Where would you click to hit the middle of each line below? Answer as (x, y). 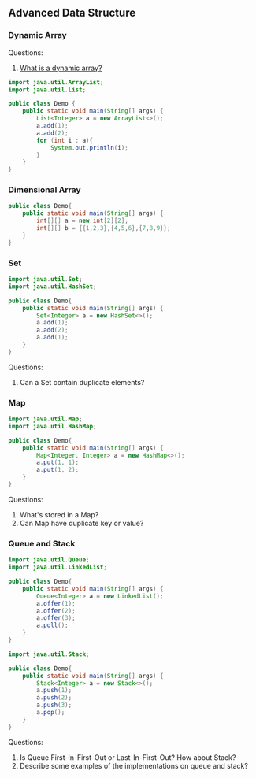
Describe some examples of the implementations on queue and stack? (134, 765)
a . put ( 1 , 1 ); (58, 463)
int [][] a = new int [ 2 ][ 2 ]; (82, 221)
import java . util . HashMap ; (52, 426)
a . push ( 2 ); (54, 698)
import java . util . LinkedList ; (58, 567)
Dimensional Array (45, 190)
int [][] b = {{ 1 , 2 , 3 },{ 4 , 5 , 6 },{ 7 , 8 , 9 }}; (104, 228)
